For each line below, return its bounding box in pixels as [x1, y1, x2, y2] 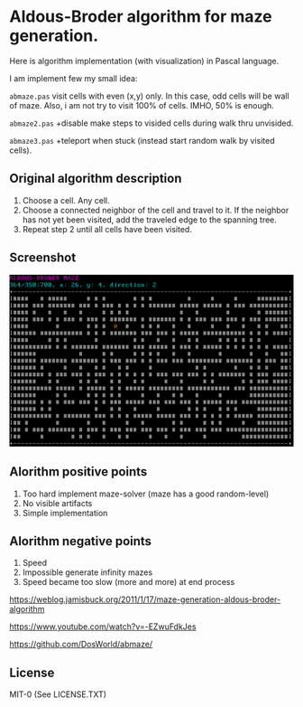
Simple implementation [22, 507, 108, 518]
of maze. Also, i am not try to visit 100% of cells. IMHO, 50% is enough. [9, 99, 275, 110]
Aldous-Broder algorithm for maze [9, 6, 272, 27]
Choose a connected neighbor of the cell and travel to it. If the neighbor [22, 204, 289, 215]
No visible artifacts [22, 497, 93, 508]
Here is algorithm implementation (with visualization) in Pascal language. [9, 55, 280, 66]
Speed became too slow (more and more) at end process [22, 577, 235, 588]
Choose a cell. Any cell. [22, 194, 110, 205]
